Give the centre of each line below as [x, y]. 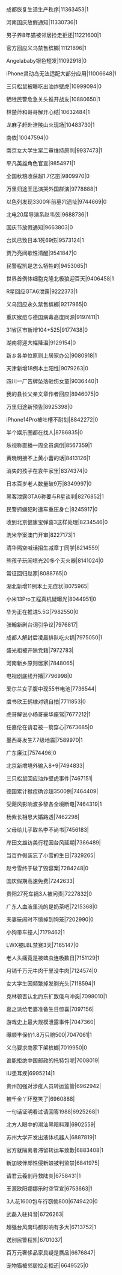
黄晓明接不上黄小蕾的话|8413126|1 [48, 458]
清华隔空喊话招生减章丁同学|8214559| [53, 548]
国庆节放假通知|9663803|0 [40, 227]
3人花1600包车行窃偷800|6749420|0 [52, 1201]
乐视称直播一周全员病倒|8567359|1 [49, 445]
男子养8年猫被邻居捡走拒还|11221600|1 [54, 35]
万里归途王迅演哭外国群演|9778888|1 [52, 189]
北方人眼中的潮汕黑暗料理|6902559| [51, 1125]
